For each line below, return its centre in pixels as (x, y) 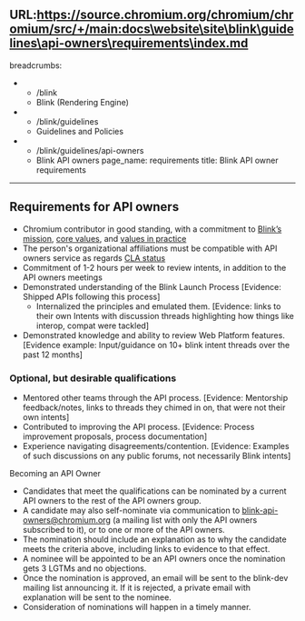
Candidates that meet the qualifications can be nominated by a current (154, 491)
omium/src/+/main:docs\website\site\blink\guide (152, 30)
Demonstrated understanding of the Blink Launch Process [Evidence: (152, 286)
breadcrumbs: (36, 65)
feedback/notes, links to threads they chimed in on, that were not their (154, 407)
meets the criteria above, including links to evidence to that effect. (146, 548)
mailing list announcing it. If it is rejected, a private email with (137, 587)
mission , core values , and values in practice (104, 238)
